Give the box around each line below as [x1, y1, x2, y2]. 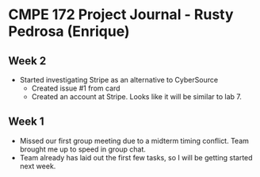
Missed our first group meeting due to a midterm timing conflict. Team [19, 136, 250, 145]
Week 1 [8, 115, 44, 129]
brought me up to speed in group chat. [19, 144, 147, 154]
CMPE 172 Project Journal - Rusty [8, 6, 234, 24]
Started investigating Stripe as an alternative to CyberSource [19, 75, 219, 84]
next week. [19, 161, 56, 171]
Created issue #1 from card [31, 83, 120, 93]
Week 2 [8, 54, 47, 67]
